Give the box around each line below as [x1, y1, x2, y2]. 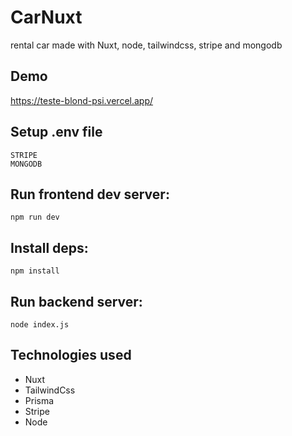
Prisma [24, 394, 55, 406]
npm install [10, 266, 60, 276]
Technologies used [10, 347, 132, 364]
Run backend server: [10, 293, 143, 310]
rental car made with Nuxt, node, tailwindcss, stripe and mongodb [10, 39, 283, 51]
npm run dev [10, 212, 60, 223]
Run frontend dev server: [10, 186, 170, 203]
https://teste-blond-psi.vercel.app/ [10, 94, 154, 106]
